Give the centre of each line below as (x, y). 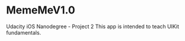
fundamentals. (24, 32)
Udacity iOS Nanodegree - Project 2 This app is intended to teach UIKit (92, 26)
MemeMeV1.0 (41, 10)
